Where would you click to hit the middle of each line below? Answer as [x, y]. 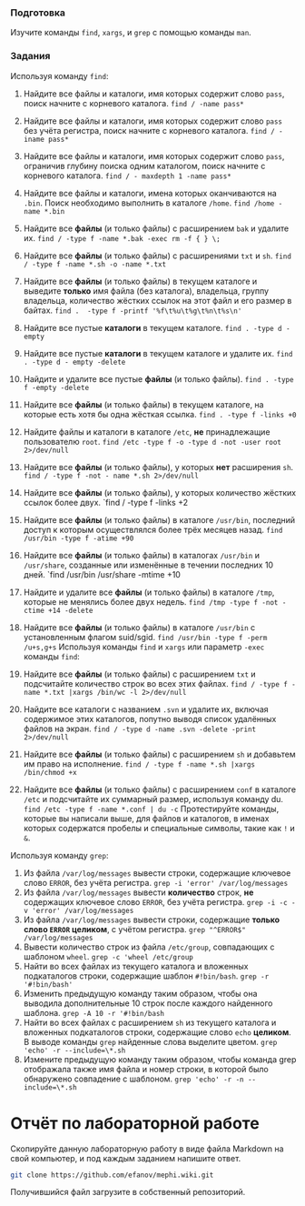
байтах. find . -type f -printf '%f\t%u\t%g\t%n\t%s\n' [133, 310]
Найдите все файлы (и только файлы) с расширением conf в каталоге [160, 789]
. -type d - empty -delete [74, 362]
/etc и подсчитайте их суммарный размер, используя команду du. [153, 799]
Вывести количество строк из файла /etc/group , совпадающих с [149, 947]
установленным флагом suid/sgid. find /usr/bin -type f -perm [145, 637]
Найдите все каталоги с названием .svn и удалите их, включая [146, 709]
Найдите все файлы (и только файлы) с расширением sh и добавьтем [159, 754]
